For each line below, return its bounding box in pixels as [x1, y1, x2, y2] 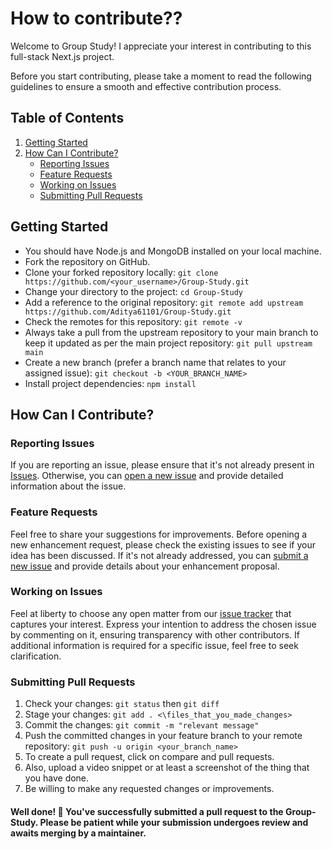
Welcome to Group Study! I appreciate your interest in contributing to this [10, 40, 312, 52]
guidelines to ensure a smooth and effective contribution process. [10, 80, 282, 92]
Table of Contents [10, 110, 125, 127]
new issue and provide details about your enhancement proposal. [10, 560, 280, 572]
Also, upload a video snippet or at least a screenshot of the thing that [24, 762, 310, 774]
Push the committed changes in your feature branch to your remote [24, 730, 303, 742]
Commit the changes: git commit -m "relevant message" [24, 719, 260, 731]
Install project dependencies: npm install [24, 377, 197, 389]
